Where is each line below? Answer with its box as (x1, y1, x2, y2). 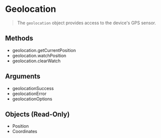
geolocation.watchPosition (12, 52, 66, 58)
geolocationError (12, 91, 47, 96)
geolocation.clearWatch (12, 58, 61, 64)
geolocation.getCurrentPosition (12, 47, 76, 53)
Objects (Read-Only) (5, 110, 70, 118)
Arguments (5, 72, 41, 81)
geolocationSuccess (12, 85, 54, 91)
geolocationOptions (12, 95, 53, 102)
